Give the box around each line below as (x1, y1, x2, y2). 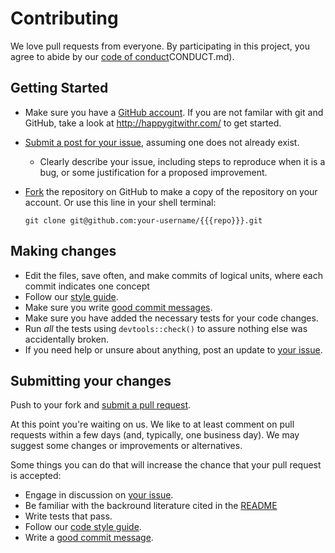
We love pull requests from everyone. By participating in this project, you (10, 40, 310, 52)
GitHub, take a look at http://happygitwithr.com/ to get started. (24, 117, 282, 129)
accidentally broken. (24, 333, 110, 345)
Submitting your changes (10, 372, 172, 389)
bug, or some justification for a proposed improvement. (39, 166, 268, 178)
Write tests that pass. (24, 510, 113, 522)
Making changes (10, 243, 117, 260)
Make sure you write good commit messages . (24, 301, 213, 313)
